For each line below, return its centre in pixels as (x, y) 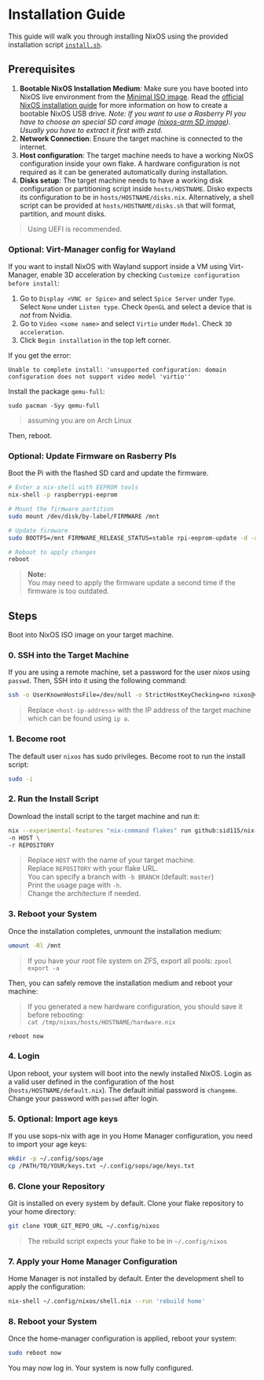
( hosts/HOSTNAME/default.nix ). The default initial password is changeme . (123, 1090)
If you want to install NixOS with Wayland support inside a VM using (118, 267)
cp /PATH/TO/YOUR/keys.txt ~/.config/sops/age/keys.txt (101, 1166)
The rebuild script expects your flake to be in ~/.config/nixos (127, 1241)
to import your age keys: (48, 1144)
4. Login (24, 1056)
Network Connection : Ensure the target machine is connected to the (131, 138)
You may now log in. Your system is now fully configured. (101, 1368)
